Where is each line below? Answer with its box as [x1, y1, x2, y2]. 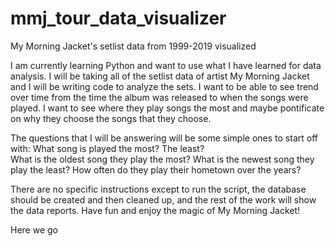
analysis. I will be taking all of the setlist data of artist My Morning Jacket [10, 70, 310, 82]
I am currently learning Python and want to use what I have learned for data [10, 59, 322, 71]
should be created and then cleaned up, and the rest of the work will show [10, 193, 317, 206]
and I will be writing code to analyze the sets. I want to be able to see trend [10, 80, 319, 92]
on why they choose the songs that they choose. [10, 112, 212, 124]
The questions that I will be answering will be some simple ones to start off [10, 132, 318, 144]
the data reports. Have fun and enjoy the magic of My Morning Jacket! [10, 204, 301, 216]
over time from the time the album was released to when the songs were [10, 91, 309, 103]
